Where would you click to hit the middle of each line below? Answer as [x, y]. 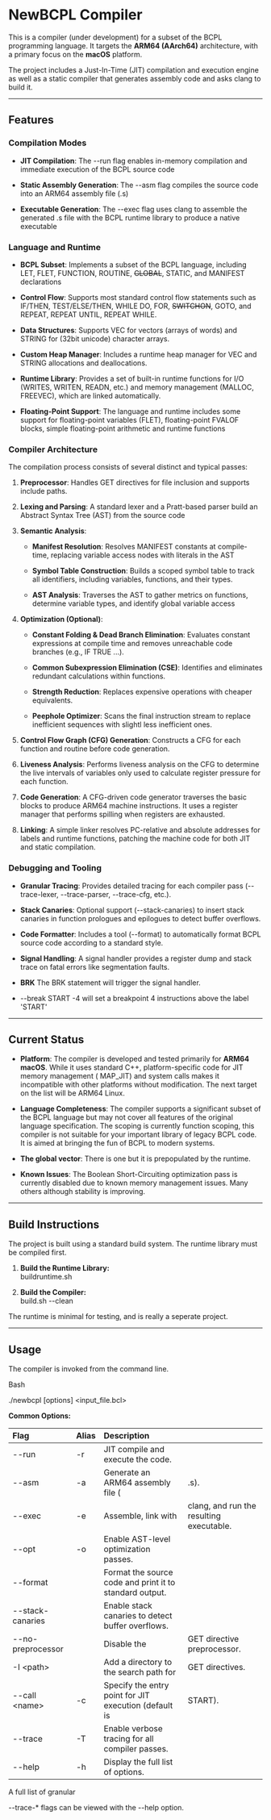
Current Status [46, 1039]
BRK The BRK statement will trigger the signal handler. [110, 983]
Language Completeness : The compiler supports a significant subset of [140, 1109]
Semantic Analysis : [53, 531]
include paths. [44, 491]
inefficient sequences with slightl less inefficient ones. [122, 724]
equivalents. [52, 700]
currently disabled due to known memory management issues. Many [134, 1183]
